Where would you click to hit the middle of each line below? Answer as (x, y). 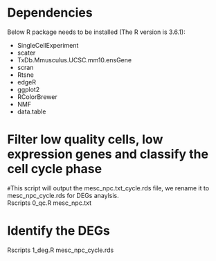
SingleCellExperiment (48, 45)
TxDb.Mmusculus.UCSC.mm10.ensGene (74, 60)
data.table (31, 111)
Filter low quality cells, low (85, 139)
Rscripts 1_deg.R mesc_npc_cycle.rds (61, 250)
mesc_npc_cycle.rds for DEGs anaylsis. (63, 195)
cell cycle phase (55, 169)
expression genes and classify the (108, 154)
